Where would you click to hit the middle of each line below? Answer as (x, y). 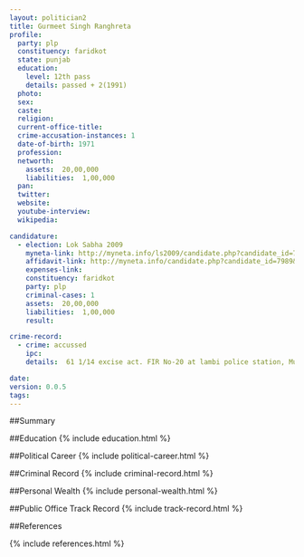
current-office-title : (60, 128)
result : (40, 321)
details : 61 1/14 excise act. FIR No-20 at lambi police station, (155, 362)
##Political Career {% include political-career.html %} (109, 456)
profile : (26, 34)
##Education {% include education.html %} (90, 438)
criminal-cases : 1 (60, 295)
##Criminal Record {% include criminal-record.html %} (112, 474)
